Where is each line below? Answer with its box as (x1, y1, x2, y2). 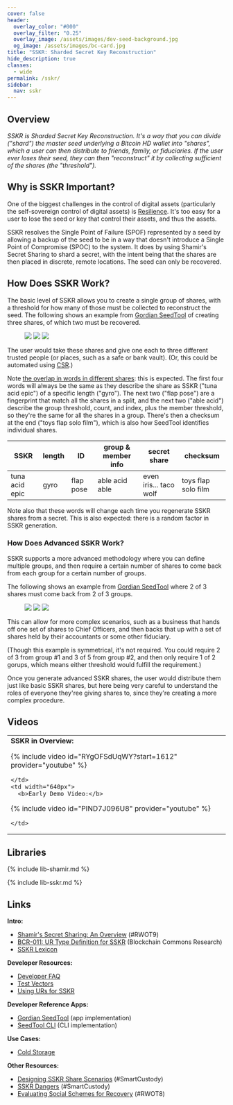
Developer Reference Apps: (7, 1000, 89, 1009)
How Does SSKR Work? (7, 278, 110, 289)
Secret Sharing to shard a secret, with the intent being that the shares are (7, 250, 217, 258)
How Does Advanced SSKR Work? (7, 539, 125, 548)
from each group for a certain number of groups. (7, 568, 147, 577)
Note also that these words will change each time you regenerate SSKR (7, 506, 211, 514)
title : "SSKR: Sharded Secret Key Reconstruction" (7, 49, 157, 56)
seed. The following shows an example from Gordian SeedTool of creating (7, 310, 219, 319)
